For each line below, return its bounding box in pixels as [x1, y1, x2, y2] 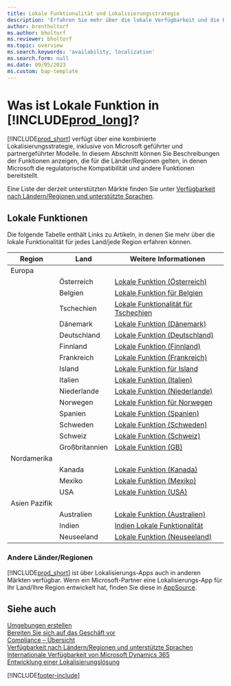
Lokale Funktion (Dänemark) [114, 319, 207, 329]
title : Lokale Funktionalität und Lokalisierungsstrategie [7, 10, 180, 17]
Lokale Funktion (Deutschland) [114, 330, 214, 340]
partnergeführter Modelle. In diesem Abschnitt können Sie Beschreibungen [7, 150, 220, 158]
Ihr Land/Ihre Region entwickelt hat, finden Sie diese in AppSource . [7, 583, 197, 592]
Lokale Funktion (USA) [114, 487, 188, 497]
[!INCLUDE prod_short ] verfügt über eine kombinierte [7, 135, 157, 143]
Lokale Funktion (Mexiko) [114, 476, 197, 486]
